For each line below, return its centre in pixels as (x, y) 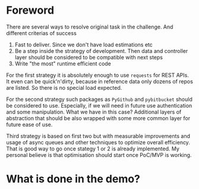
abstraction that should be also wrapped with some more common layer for (98, 118)
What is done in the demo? (73, 179)
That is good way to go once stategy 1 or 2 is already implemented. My (93, 149)
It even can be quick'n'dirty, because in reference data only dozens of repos (99, 81)
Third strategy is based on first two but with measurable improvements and (98, 136)
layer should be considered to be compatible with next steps (89, 57)
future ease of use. (29, 124)
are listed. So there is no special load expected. (64, 87)
